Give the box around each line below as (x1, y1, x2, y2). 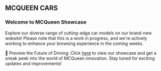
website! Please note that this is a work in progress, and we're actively (5, 35, 147, 41)
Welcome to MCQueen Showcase (5, 19, 87, 26)
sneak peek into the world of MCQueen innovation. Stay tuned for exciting (5, 55, 155, 61)
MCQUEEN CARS (5, 4, 58, 12)
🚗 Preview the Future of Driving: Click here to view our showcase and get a (5, 50, 157, 56)
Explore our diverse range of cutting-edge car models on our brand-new (5, 30, 152, 36)
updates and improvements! (5, 60, 62, 66)
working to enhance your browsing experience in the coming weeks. (5, 40, 144, 46)
